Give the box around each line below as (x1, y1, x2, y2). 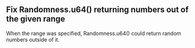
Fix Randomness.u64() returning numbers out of (6, 5, 189, 15)
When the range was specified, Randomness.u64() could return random (6, 30, 181, 37)
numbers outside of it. (6, 36, 60, 43)
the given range (6, 14, 66, 24)
